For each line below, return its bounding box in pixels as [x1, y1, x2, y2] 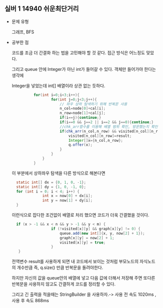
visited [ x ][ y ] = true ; [59, 240, 106, 245]
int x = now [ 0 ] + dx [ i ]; [42, 194, 93, 198]
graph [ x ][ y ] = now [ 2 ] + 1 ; [59, 235, 115, 241]
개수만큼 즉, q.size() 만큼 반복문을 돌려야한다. [17, 264, 103, 270]
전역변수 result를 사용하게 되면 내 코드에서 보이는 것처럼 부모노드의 [11, 259, 139, 264]
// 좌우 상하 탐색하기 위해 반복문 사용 [59, 102, 127, 107]
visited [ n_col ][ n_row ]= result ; [68, 133, 132, 138]
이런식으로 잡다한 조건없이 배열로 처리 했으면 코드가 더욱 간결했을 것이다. [11, 212, 149, 218]
